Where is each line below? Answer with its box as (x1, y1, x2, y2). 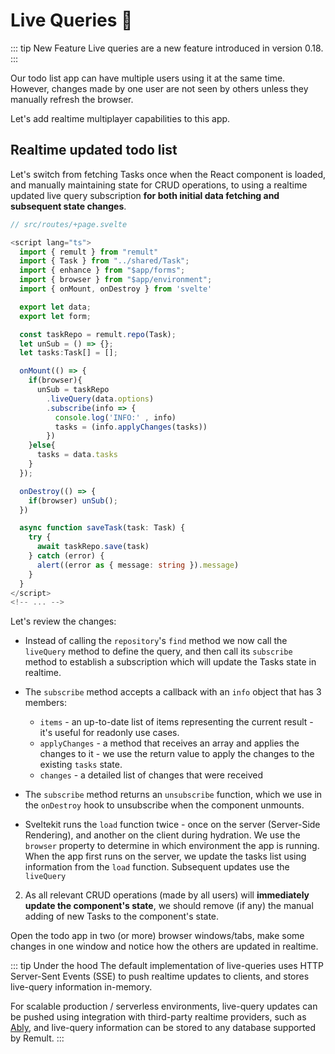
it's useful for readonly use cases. (39, 727, 180, 739)
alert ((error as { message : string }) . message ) (36, 560, 240, 570)
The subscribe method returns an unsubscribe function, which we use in (24, 789, 323, 801)
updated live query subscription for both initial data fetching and (10, 189, 280, 201)
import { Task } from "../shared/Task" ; (19, 256, 190, 266)
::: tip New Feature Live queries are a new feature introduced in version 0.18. (10, 42, 324, 54)
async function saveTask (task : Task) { (19, 523, 186, 533)
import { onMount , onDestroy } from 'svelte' (19, 284, 213, 294)
